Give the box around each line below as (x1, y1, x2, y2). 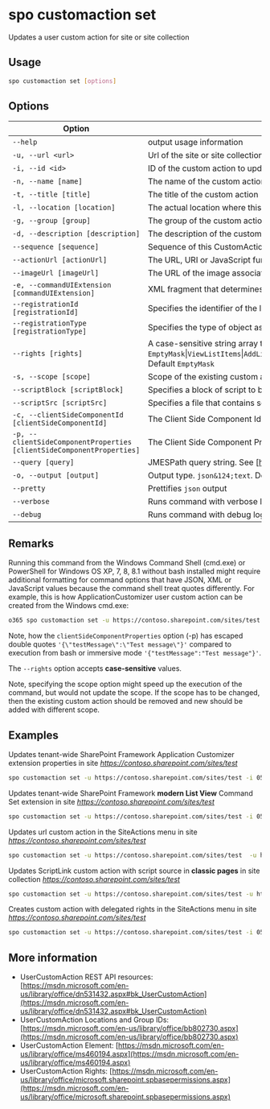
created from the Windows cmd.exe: (8, 601, 129, 610)
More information (8, 950, 98, 964)
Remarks (8, 536, 55, 550)
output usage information (147, 137, 243, 148)
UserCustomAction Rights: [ (19, 1066, 112, 1076)
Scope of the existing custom (147, 371, 259, 383)
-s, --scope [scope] (12, 372, 91, 382)
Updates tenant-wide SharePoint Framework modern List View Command (8, 788, 253, 798)
